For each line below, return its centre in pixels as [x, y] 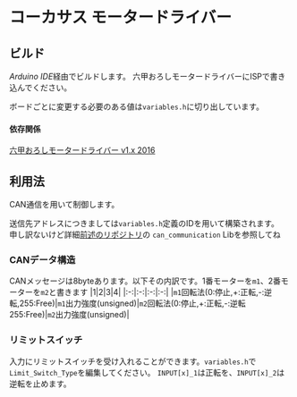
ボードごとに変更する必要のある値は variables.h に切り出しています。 [136, 106]
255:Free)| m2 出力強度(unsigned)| [69, 315]
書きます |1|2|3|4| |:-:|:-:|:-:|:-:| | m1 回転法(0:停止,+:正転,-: [161, 292]
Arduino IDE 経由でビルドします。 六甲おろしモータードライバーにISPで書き [148, 76]
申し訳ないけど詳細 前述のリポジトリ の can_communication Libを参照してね [145, 235]
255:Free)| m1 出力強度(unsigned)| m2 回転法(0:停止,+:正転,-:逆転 [132, 303]
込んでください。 [41, 88]
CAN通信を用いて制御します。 [64, 205]
